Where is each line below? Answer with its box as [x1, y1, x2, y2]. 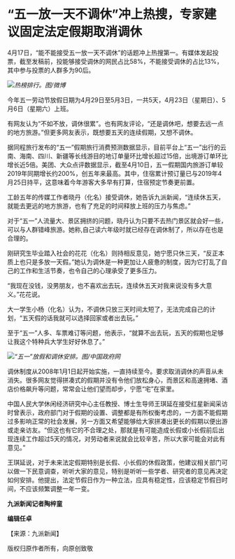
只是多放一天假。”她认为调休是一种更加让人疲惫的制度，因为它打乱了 [25, 257, 222, 266]
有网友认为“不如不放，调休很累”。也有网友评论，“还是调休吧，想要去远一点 [7, 119, 224, 127]
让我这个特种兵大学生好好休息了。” [7, 337, 106, 345]
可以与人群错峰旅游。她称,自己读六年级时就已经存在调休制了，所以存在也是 [7, 225, 224, 233]
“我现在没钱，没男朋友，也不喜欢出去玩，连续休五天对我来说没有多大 [7, 281, 206, 289]
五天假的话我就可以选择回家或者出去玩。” [22, 313, 138, 322]
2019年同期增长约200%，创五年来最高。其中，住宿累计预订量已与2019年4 [7, 169, 222, 177]
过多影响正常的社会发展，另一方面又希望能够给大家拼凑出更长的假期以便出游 [7, 417, 228, 425]
